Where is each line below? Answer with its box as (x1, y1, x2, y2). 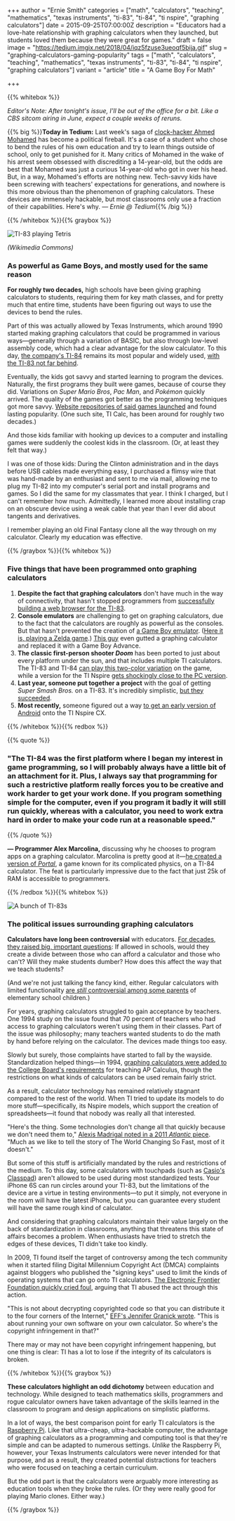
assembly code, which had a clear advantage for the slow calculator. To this (7, 344, 227, 352)
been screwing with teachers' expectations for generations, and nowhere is (7, 180, 226, 188)
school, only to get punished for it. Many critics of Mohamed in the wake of (7, 150, 224, 158)
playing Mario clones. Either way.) (7, 1492, 105, 1501)
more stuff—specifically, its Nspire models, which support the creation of (7, 1102, 219, 1110)
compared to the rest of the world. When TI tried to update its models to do (7, 1094, 224, 1103)
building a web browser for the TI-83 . (17, 604, 126, 612)
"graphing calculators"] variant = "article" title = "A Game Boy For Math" (7, 66, 216, 74)
